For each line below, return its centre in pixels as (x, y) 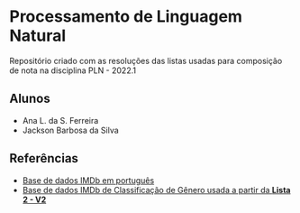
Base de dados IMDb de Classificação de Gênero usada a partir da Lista (156, 190)
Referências (44, 158)
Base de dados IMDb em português (88, 180)
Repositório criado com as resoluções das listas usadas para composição (146, 60)
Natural (38, 36)
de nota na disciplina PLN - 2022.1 (73, 70)
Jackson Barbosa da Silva (70, 130)
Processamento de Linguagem (126, 17)
